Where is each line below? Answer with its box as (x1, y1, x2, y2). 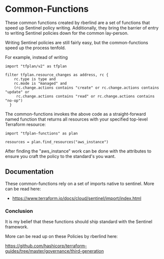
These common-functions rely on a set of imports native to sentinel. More (5, 181, 155, 186)
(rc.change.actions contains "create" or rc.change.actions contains (14, 85, 160, 90)
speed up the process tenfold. (5, 45, 66, 51)
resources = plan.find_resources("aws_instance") (5, 139, 109, 144)
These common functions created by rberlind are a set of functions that (5, 20, 150, 26)
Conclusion (5, 207, 33, 214)
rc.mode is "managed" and (14, 81, 67, 86)
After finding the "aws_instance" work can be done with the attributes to (5, 148, 152, 154)
